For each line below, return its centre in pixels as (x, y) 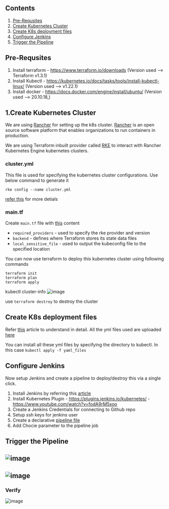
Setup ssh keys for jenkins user (45, 414)
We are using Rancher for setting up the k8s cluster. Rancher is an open (80, 125)
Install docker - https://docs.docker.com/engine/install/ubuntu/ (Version (87, 91)
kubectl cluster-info (26, 292)
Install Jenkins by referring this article (52, 393)
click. (11, 383)
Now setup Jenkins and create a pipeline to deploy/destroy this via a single (83, 378)
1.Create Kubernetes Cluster (51, 113)
